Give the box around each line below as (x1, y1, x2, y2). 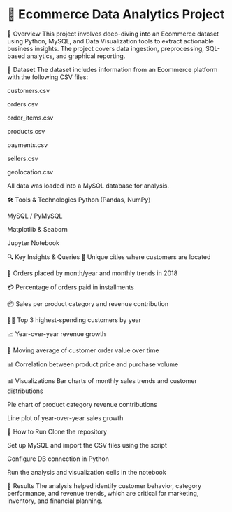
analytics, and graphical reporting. (27, 52, 126, 60)
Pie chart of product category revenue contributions (7, 400, 157, 408)
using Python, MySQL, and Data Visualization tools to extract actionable (7, 36, 215, 45)
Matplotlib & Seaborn (7, 225, 68, 233)
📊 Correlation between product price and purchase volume (7, 360, 179, 368)
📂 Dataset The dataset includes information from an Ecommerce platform (7, 65, 218, 74)
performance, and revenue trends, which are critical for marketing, (7, 489, 199, 497)
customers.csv (7, 86, 50, 95)
